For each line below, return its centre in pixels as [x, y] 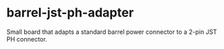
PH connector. [27, 39]
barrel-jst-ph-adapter [70, 13]
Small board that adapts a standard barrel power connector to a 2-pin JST [112, 32]
